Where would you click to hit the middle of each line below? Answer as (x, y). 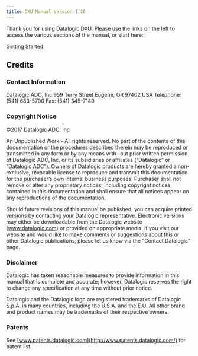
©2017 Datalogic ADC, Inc (38, 129)
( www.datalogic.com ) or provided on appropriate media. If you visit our (92, 228)
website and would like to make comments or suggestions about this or (93, 234)
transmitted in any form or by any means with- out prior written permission (97, 153)
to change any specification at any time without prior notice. (79, 288)
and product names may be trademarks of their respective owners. (88, 311)
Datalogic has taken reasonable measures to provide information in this (93, 275)
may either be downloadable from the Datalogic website (74, 222)
